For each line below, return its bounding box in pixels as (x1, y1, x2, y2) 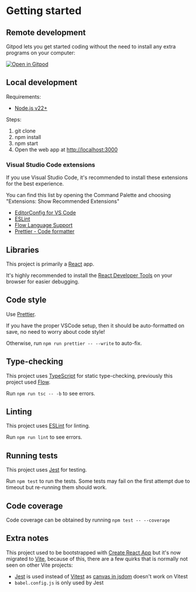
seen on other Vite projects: (6, 561, 73, 569)
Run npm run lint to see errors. (6, 434, 82, 441)
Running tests (6, 451, 59, 461)
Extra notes (6, 533, 49, 543)
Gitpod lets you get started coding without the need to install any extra (6, 43, 176, 50)
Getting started (6, 4, 82, 18)
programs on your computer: (6, 49, 75, 56)
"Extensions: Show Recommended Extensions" (6, 198, 120, 205)
